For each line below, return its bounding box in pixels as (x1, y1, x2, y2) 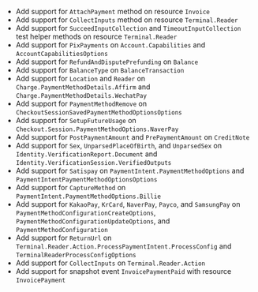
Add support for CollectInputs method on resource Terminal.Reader (15, 15, 238, 24)
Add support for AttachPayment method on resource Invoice (15, 7, 211, 16)
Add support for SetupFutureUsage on (15, 116, 136, 125)
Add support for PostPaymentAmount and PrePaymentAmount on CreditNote (15, 133, 250, 141)
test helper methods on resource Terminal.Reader (15, 32, 178, 41)
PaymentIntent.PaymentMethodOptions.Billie (15, 193, 162, 200)
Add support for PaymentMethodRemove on (15, 99, 148, 108)
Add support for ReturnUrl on (15, 233, 112, 242)
